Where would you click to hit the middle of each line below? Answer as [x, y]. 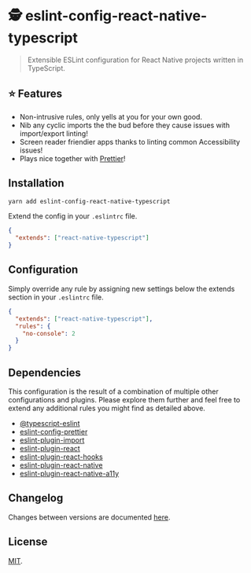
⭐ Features [35, 94]
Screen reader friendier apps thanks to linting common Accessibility [130, 141]
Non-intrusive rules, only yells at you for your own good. [111, 116]
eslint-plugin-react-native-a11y [69, 473]
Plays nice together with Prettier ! [72, 158]
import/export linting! [54, 133]
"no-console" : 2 [49, 333]
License [28, 542]
